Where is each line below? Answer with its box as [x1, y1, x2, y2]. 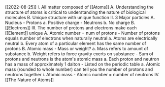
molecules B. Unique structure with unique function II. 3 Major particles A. [5, 15, 155, 20]
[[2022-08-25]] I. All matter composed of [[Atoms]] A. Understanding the [5, 4, 154, 10]
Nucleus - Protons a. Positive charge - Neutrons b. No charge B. [5, 20, 135, 25]
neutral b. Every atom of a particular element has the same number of [5, 41, 147, 46]
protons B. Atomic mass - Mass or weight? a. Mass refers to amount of [5, 46, 149, 51]
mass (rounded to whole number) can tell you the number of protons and [5, 66, 153, 72]
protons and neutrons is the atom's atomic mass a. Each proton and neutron [5, 56, 159, 62]
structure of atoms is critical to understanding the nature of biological [5, 9, 146, 15]
